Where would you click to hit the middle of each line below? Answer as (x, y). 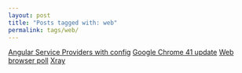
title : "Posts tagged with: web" (63, 23)
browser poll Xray (37, 60)
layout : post (29, 15)
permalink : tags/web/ (44, 30)
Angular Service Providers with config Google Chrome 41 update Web (121, 53)
